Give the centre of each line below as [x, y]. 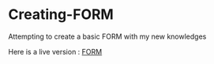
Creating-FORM [61, 15]
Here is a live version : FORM [55, 51]
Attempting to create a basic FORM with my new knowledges [107, 36]
